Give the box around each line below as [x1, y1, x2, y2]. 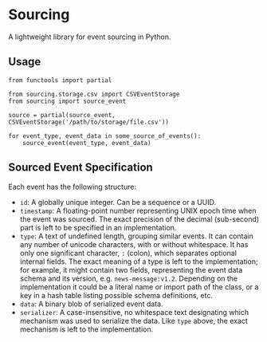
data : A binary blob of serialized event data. [19, 299, 163, 309]
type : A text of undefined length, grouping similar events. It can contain [19, 231, 253, 241]
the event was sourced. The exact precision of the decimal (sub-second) [19, 214, 260, 224]
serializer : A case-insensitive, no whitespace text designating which [19, 307, 249, 316]
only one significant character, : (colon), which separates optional [19, 248, 238, 257]
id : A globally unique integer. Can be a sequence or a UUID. [19, 197, 217, 206]
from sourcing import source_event [8, 97, 127, 105]
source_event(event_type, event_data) [22, 139, 151, 147]
